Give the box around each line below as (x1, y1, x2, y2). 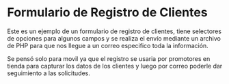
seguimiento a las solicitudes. (7, 69, 91, 77)
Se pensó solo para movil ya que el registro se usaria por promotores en (7, 54, 211, 62)
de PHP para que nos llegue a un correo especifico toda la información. (7, 41, 208, 49)
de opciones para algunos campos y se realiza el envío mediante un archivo (7, 34, 221, 42)
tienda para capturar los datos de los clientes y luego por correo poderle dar (7, 62, 223, 70)
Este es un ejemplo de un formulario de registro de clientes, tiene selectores (7, 27, 222, 35)
